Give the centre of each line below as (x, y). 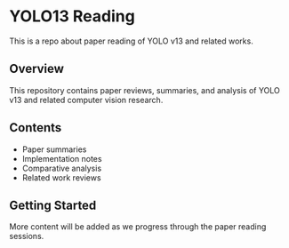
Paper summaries (54, 149)
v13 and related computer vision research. (86, 100)
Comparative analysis (62, 168)
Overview (37, 69)
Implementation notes (62, 158)
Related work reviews (61, 177)
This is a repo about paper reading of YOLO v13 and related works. (131, 41)
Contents (36, 128)
